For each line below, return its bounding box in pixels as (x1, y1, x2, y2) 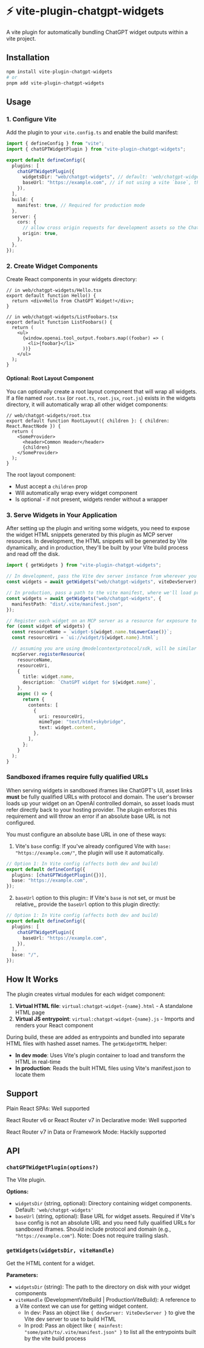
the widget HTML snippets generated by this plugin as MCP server (6, 531, 173, 539)
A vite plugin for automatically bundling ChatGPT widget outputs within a (6, 28, 188, 36)
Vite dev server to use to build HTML (24, 1315, 117, 1322)
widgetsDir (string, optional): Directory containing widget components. (15, 1200, 192, 1207)
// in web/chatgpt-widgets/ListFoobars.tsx (6, 313, 118, 320)
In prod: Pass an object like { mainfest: (24, 1321, 123, 1329)
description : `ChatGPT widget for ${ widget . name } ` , (22, 679, 156, 686)
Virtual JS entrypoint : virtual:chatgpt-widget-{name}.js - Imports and (15, 1015, 195, 1023)
